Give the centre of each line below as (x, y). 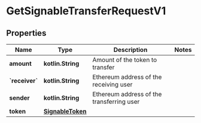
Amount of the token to (125, 60)
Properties (26, 33)
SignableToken (65, 111)
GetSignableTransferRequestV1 (86, 11)
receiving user (112, 84)
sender (19, 98)
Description (130, 50)
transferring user (116, 102)
